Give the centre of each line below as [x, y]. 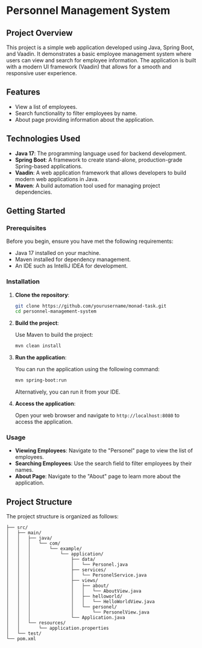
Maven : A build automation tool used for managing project [87, 185]
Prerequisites [26, 228]
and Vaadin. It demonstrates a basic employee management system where [99, 54]
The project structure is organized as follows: [62, 517]
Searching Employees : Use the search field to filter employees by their [103, 463]
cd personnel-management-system [55, 312]
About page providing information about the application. [85, 119]
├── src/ [17, 527]
